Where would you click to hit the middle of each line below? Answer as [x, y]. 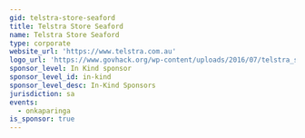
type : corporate [40, 43]
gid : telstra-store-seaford [63, 18]
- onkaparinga [44, 111]
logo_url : [28, 60]
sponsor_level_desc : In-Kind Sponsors [83, 85]
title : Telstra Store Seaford [67, 26]
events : [24, 102]
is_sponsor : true [42, 119]
